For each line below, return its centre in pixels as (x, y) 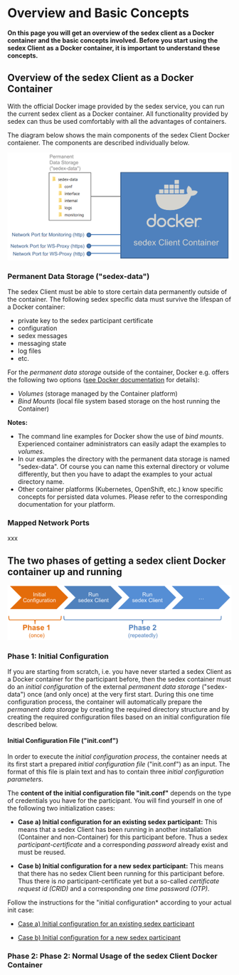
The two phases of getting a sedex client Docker (117, 560)
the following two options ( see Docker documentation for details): (103, 379)
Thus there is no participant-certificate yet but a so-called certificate (118, 881)
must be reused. (42, 853)
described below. (33, 724)
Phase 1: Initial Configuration (58, 656)
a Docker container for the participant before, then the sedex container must (119, 679)
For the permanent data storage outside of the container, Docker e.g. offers (118, 372)
